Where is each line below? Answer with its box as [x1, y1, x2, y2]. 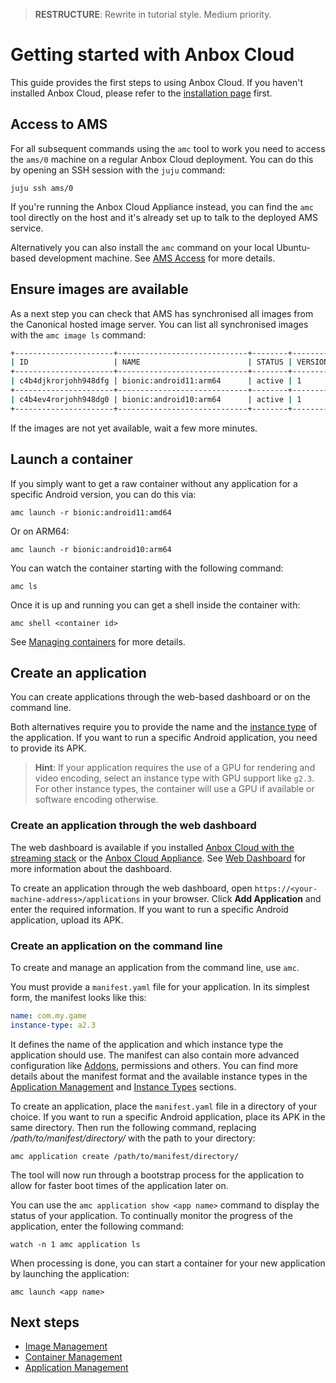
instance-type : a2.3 [10, 1020, 97, 1030]
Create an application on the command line [10, 939, 223, 953]
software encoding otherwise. [34, 794, 159, 806]
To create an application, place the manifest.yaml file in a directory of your [10, 1100, 318, 1112]
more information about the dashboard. [10, 862, 173, 874]
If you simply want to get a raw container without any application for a [10, 477, 298, 489]
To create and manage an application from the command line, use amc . [10, 961, 300, 973]
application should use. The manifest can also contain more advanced [10, 1049, 300, 1061]
